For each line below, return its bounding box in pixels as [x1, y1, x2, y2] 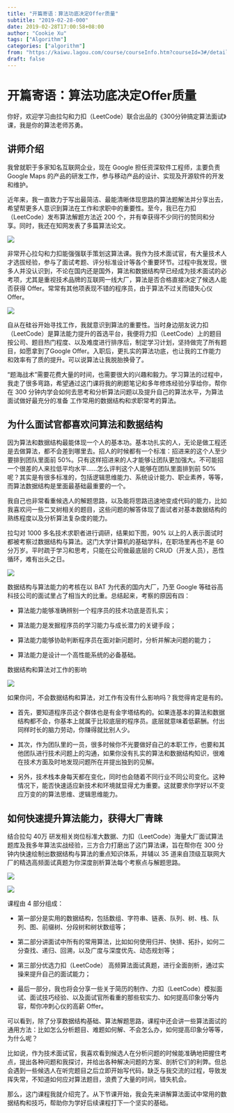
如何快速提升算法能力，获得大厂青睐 [7, 812, 163, 824]
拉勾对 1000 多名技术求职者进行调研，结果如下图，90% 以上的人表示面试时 [7, 529, 224, 537]
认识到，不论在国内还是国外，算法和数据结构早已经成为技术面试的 [31, 266, 221, 275]
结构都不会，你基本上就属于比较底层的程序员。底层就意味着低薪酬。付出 [17, 717, 225, 725]
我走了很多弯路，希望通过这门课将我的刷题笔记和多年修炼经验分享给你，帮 [7, 379, 221, 387]
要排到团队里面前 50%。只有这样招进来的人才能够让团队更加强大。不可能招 [7, 456, 224, 464]
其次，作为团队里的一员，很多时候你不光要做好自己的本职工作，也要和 [17, 740, 219, 749]
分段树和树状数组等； [65, 923, 127, 931]
